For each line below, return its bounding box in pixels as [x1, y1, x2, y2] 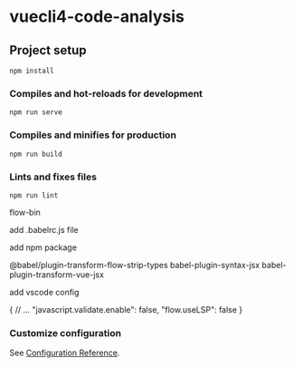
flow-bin [9, 207, 41, 217]
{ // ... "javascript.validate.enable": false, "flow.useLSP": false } [9, 304, 243, 314]
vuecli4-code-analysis [9, 6, 185, 27]
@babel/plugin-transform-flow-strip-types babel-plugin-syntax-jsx [9, 259, 261, 270]
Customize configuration [9, 326, 122, 339]
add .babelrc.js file [9, 224, 79, 235]
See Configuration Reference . [9, 347, 120, 359]
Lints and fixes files [9, 170, 98, 183]
